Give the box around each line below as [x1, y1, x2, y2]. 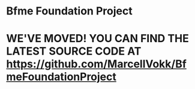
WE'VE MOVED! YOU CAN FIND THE [6, 32, 189, 46]
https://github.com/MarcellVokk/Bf [6, 57, 187, 71]
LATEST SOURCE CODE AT [6, 44, 142, 58]
